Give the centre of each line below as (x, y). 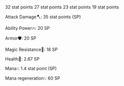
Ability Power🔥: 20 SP (28, 28)
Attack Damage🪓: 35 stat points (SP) (43, 17)
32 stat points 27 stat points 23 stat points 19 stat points (62, 7)
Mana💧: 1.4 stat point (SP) (31, 68)
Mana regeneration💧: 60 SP (33, 78)
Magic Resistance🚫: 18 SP (31, 49)
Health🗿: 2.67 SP (22, 59)
